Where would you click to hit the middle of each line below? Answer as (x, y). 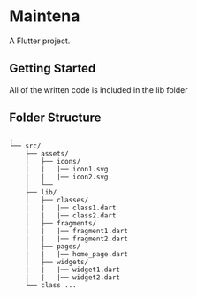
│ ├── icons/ (53, 161)
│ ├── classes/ (57, 200)
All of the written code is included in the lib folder (98, 89)
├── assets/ (47, 153)
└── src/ (25, 146)
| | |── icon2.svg (67, 177)
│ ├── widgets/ (57, 262)
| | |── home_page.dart (76, 254)
